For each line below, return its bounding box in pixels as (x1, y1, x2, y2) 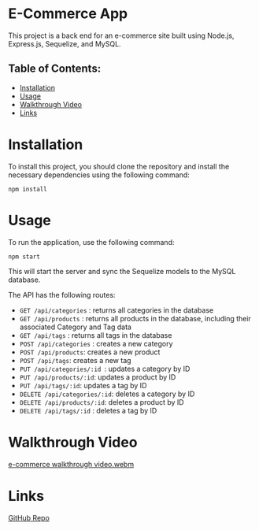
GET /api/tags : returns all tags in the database (19, 330, 172, 339)
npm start (8, 253, 41, 261)
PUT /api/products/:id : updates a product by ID (19, 372, 176, 382)
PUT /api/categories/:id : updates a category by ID (19, 364, 191, 373)
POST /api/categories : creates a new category (19, 339, 173, 348)
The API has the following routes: (8, 290, 116, 299)
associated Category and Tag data (19, 322, 132, 332)
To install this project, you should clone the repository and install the (8, 161, 230, 171)
